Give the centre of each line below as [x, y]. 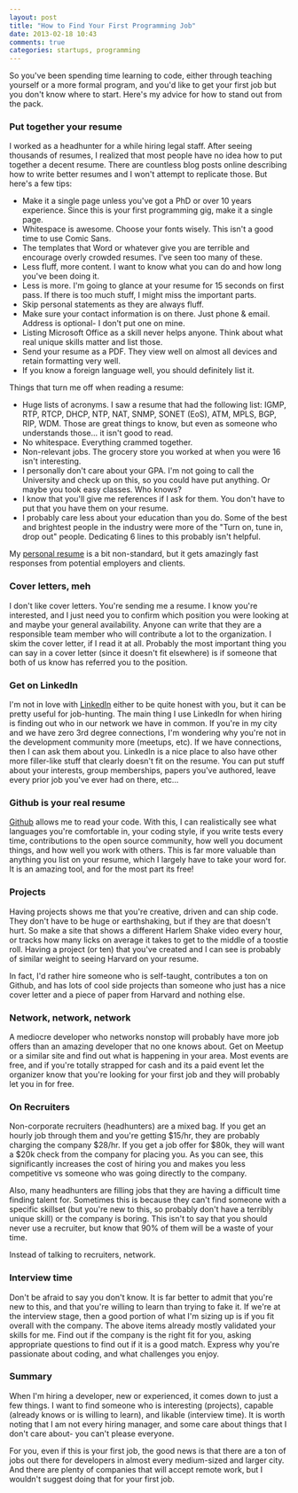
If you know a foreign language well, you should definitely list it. [138, 371]
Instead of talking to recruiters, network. [82, 1255]
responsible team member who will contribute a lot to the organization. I [141, 634]
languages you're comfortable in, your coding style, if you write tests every [146, 832]
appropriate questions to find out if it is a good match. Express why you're [145, 1344]
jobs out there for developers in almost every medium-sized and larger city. [147, 1460]
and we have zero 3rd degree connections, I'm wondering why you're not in [148, 733]
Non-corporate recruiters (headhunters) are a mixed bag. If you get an [137, 1126]
